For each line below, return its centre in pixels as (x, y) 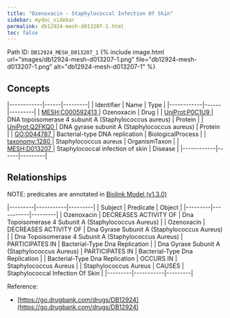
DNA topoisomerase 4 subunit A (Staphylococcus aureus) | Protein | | (105, 120)
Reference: (23, 286)
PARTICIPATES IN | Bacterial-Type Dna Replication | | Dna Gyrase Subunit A (114, 244)
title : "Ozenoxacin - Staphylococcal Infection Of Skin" (90, 13)
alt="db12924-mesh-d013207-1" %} (105, 67)
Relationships (37, 178)
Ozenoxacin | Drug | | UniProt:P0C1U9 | (158, 112)
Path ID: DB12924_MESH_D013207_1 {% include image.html (86, 52)
